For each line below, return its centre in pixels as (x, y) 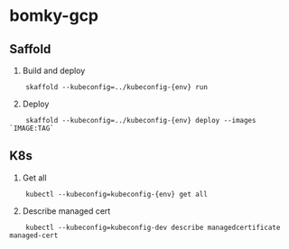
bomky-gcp (54, 16)
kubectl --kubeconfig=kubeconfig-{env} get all (117, 194)
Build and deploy (54, 70)
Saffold (30, 49)
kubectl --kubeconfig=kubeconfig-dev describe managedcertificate (153, 227)
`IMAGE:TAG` (32, 128)
